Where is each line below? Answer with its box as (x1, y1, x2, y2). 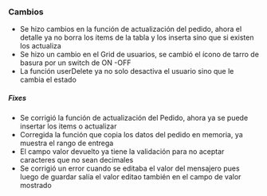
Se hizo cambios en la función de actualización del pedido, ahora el (19, 25, 242, 34)
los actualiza (19, 41, 61, 51)
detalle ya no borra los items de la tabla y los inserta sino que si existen (19, 33, 254, 42)
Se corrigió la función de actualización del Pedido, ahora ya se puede (19, 113, 249, 123)
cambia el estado (19, 75, 77, 85)
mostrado (19, 181, 52, 190)
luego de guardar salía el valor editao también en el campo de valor (19, 172, 241, 182)
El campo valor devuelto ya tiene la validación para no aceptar (19, 147, 225, 156)
